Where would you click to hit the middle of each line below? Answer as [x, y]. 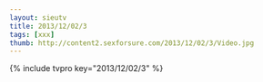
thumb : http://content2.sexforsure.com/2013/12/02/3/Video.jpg [132, 43]
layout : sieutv [38, 18]
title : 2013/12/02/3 [49, 26]
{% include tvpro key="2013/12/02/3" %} [86, 68]
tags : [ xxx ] [32, 34]
